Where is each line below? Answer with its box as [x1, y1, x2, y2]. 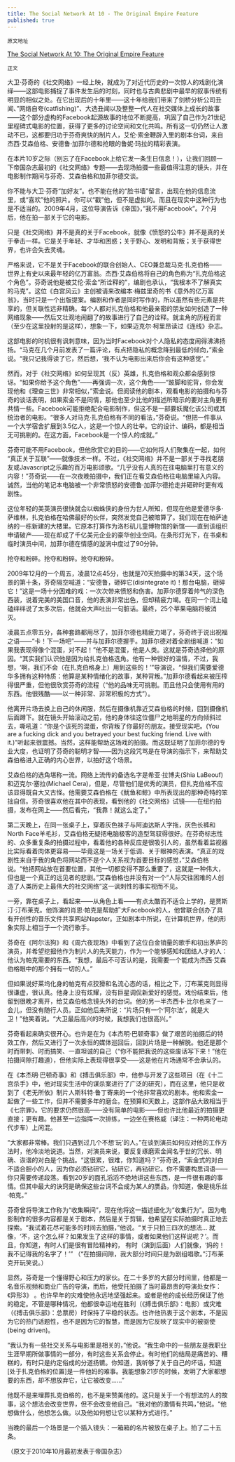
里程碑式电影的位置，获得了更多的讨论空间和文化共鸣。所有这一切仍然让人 [7, 121, 222, 130]
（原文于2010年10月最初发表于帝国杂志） [7, 1447, 126, 1455]
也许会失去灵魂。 [19, 245, 69, 253]
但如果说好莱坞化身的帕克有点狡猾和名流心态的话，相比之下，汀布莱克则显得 [7, 979, 228, 988]
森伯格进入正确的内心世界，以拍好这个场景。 [7, 755, 136, 764]
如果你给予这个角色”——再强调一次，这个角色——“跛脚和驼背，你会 [22, 378, 218, 386]
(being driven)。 [7, 1326, 55, 1334]
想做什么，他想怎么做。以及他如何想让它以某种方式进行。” [7, 1408, 173, 1416]
